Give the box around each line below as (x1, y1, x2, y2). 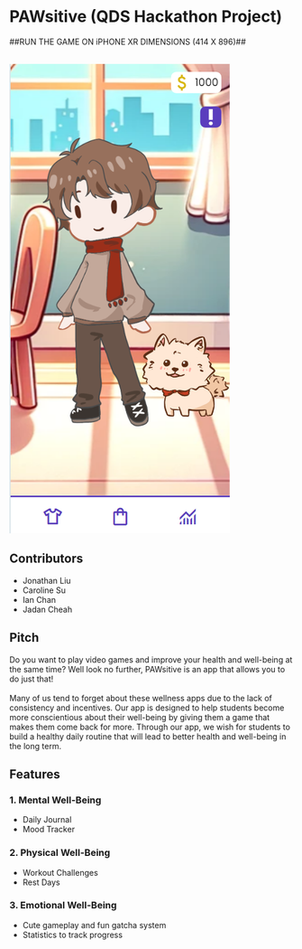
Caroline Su (22, 585, 66, 596)
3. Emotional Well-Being (9, 899, 117, 912)
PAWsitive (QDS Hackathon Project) (9, 6, 282, 27)
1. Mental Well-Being (9, 794, 102, 806)
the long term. (9, 740, 61, 751)
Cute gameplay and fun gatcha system (22, 919, 167, 930)
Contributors (9, 551, 84, 567)
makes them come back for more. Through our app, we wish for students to (9, 721, 291, 732)
